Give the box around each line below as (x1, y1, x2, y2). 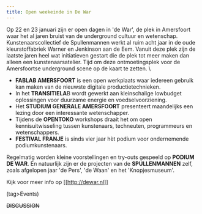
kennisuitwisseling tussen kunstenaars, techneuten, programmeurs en (15, 122, 193, 129)
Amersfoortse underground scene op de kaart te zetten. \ (6, 65, 151, 72)
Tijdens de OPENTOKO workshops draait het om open (15, 116, 152, 123)
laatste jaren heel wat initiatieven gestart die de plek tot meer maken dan (6, 51, 190, 59)
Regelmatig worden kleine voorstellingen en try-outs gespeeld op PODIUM (6, 153, 195, 161)
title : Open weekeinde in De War (6, 9, 92, 15)
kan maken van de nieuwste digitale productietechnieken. (15, 83, 161, 90)
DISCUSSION (6, 202, 40, 209)
